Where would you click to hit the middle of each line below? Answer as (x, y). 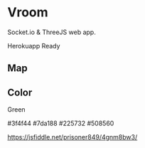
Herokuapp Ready (34, 46)
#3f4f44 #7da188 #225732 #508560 (61, 123)
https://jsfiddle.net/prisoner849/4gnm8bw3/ (72, 137)
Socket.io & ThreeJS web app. (52, 32)
